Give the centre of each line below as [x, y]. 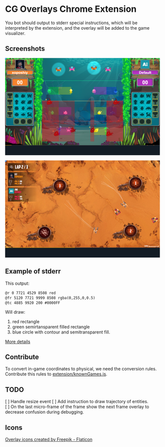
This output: [17, 283]
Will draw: [15, 312]
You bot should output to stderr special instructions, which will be [71, 23]
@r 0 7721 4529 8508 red [30, 293]
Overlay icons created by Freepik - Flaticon [49, 439]
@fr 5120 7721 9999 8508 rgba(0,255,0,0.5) [50, 298]
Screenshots [25, 49]
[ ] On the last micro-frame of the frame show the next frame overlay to [77, 407]
